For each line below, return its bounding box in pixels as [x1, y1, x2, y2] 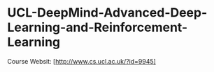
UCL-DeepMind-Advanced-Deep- [7, 5, 208, 21]
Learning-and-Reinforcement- [7, 19, 188, 35]
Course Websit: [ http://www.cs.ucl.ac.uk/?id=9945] [7, 57, 156, 65]
